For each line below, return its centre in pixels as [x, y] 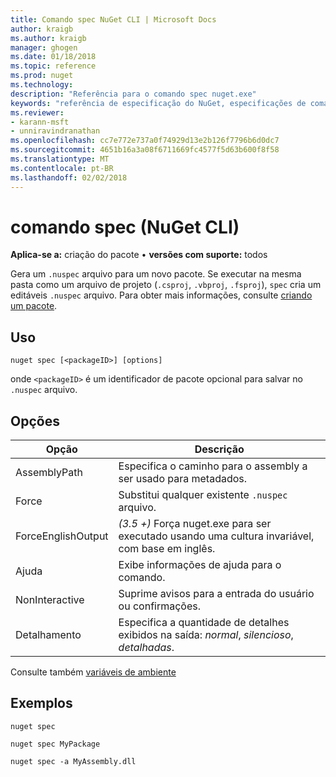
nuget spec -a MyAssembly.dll [73, 761]
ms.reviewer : [37, 112]
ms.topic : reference [53, 66]
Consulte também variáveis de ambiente [93, 672]
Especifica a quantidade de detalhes [204, 623]
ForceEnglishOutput [62, 536]
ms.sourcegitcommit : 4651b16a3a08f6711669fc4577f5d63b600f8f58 [145, 150]
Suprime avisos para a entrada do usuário [216, 594]
